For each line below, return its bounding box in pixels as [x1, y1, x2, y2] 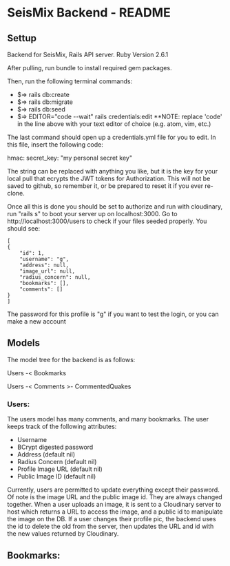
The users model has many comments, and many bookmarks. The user [7, 415, 209, 423]
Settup [7, 32, 36, 44]
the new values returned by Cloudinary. [7, 530, 119, 538]
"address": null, [19, 262, 70, 269]
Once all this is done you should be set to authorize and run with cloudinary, [7, 202, 223, 211]
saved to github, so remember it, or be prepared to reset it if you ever [7, 182, 204, 190]
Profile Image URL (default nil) [17, 465, 103, 473]
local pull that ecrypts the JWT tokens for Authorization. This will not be [7, 174, 211, 182]
